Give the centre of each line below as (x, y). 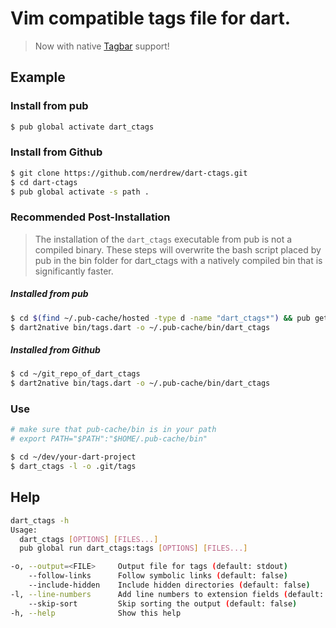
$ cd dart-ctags (44, 182)
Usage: (24, 530)
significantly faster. (74, 271)
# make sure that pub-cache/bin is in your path (113, 430)
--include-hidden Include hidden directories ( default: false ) (169, 585)
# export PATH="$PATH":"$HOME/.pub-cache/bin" (109, 439)
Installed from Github (55, 350)
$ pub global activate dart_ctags (82, 127)
